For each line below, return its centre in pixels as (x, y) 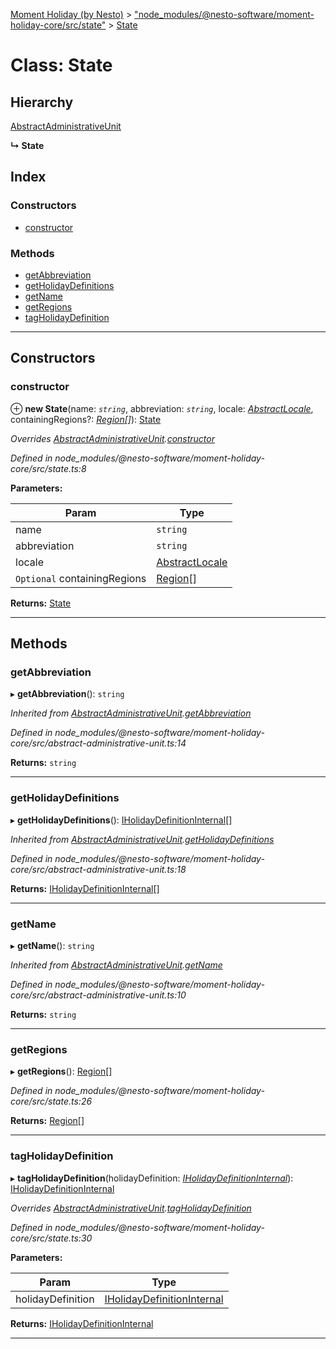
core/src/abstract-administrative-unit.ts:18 (98, 869)
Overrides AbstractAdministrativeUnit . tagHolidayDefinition (131, 1208)
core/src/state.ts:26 (51, 1101)
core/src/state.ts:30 (51, 1238)
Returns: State (41, 603)
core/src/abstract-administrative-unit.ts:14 (98, 743)
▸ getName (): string (52, 945)
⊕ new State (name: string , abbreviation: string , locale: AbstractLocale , (162, 408)
